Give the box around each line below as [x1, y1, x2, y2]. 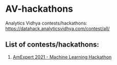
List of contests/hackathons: [5, 40, 100, 49]
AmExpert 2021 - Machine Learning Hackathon [12, 54, 112, 60]
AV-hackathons [5, 3, 73, 15]
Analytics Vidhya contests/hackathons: [5, 20, 88, 26]
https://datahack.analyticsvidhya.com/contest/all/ [5, 25, 110, 31]
